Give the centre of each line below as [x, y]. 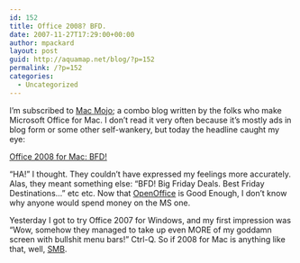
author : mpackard [42, 43]
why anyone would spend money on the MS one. [100, 203]
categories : [32, 77]
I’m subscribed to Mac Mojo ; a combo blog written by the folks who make [145, 110]
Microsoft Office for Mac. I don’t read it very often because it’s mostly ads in [150, 120]
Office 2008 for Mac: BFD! [59, 156]
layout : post [34, 51]
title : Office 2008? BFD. [58, 26]
